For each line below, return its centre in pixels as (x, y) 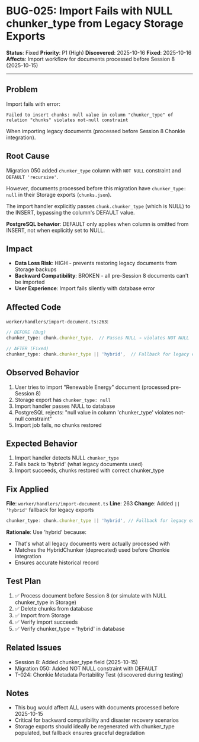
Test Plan (24, 581)
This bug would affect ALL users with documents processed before (97, 708)
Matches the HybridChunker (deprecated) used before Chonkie (92, 550)
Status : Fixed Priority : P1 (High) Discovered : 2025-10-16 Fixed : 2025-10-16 (99, 52)
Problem (22, 89)
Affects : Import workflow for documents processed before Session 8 (91, 59)
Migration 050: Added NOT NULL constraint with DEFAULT (86, 668)
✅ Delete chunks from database (54, 608)
